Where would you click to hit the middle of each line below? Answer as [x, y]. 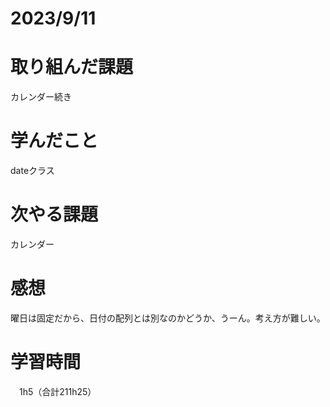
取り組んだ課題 [72, 67]
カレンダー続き [41, 97]
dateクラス [32, 171]
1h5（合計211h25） [57, 391]
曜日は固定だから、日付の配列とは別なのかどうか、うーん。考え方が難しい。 [168, 318]
